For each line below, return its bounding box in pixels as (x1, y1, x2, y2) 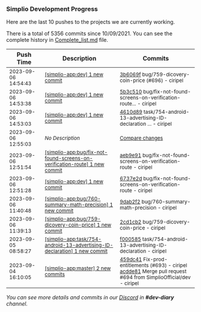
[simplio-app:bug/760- (44, 195, 101, 202)
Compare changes (119, 135, 163, 142)
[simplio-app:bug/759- (44, 216, 101, 223)
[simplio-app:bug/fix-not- (44, 149, 108, 156)
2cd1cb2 (119, 219, 142, 226)
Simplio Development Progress (6, 5, 98, 13)
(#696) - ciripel (146, 77, 184, 84)
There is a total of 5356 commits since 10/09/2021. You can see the (6, 30, 173, 37)
